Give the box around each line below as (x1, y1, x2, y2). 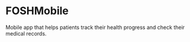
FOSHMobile (5, 4, 69, 18)
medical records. (5, 30, 47, 37)
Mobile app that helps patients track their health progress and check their (5, 24, 185, 31)
